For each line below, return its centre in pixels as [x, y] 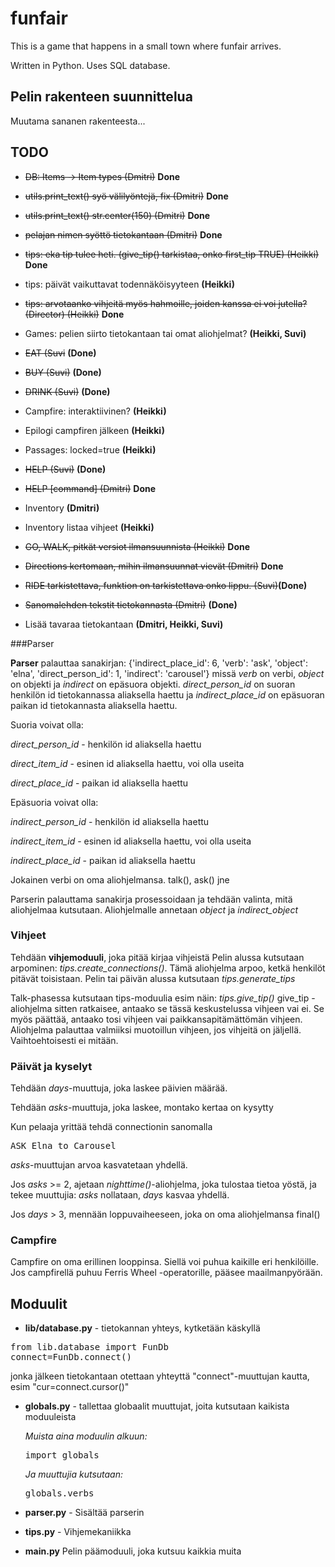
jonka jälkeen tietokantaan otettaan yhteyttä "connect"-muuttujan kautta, [160, 1376]
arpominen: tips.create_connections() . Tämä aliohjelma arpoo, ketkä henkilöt [168, 968]
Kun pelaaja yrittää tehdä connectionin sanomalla [111, 1127]
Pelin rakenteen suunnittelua [101, 97]
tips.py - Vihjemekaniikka [78, 1532]
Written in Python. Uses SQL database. [90, 65]
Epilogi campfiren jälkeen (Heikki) [94, 430]
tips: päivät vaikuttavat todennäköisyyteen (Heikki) [130, 284]
